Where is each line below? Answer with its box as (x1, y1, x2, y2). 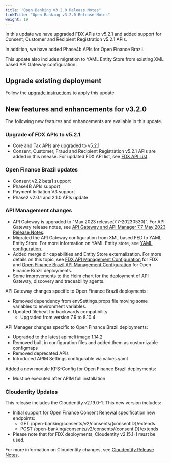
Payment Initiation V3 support (12, 188, 75, 194)
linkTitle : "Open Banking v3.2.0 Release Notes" (5, 12, 110, 17)
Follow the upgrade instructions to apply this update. (5, 90, 116, 96)
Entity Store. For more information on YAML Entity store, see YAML (12, 240, 153, 246)
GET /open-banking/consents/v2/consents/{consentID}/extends (20, 421, 155, 427)
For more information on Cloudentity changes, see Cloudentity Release (5, 447, 154, 453)
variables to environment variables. (12, 303, 87, 309)
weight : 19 (5, 17, 28, 22)
